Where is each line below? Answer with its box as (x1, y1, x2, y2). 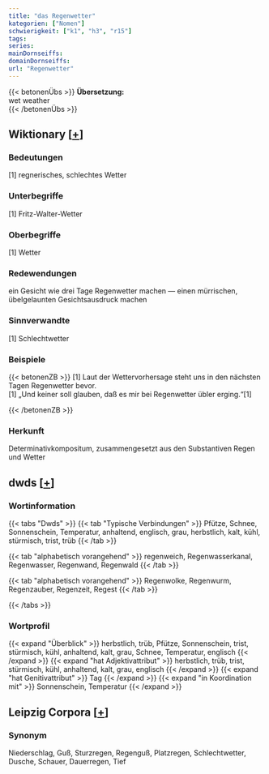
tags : (8, 34, 27, 43)
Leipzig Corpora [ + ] (8, 705, 109, 719)
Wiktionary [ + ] (8, 127, 83, 142)
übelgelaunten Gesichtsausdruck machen (8, 295, 147, 305)
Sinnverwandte (8, 315, 70, 327)
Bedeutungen (8, 152, 63, 163)
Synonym (8, 729, 47, 741)
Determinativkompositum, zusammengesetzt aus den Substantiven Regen (8, 443, 255, 454)
